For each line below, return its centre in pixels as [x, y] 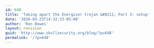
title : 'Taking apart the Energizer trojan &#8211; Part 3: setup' [78, 14]
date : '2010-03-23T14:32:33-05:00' [43, 19]
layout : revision [23, 28]
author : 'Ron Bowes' [27, 24]
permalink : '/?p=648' [28, 38]
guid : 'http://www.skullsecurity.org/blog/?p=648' [60, 33]
